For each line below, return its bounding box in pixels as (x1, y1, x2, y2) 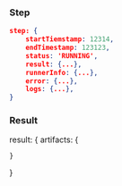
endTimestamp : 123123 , (25, 43, 110, 53)
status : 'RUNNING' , (25, 51, 99, 60)
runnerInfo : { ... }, (25, 68, 99, 77)
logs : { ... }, (25, 85, 74, 94)
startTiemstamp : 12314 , (25, 35, 115, 44)
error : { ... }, (25, 76, 78, 86)
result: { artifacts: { (9, 134, 79, 145)
